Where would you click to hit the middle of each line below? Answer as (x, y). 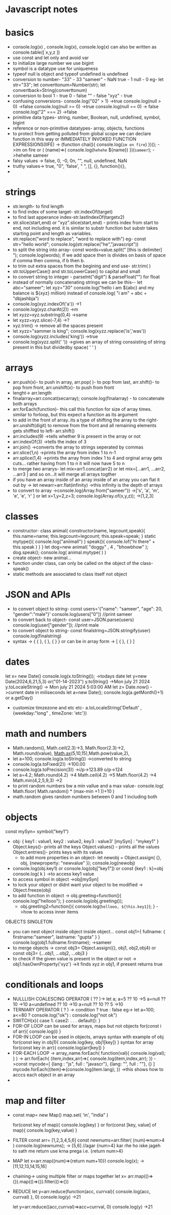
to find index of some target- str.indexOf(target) (63, 212)
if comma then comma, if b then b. (49, 261)
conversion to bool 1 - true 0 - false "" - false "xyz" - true (73, 96)
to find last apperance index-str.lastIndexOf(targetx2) (68, 217)
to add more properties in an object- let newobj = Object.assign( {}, (91, 857)
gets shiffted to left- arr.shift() (44, 431)
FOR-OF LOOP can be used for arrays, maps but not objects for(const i (87, 1026)
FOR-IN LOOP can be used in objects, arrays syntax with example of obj (88, 1036)
